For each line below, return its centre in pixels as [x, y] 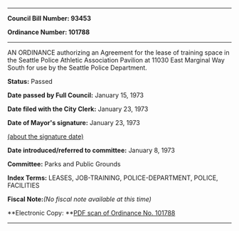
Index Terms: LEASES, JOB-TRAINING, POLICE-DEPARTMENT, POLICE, [113, 178]
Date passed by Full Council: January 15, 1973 [76, 95]
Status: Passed [30, 81]
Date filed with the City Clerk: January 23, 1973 [78, 109]
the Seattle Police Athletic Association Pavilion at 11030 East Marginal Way [116, 60]
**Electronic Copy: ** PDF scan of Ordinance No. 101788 [91, 213]
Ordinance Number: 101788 [49, 32]
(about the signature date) [46, 136]
